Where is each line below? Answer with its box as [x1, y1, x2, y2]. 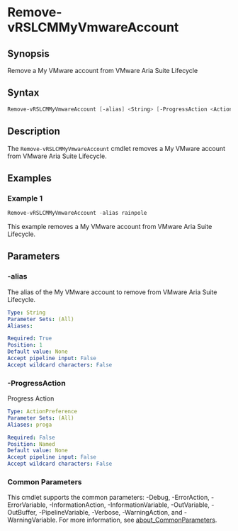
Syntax [7, 86, 40, 99]
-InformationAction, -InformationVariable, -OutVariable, [49, 501, 210, 509]
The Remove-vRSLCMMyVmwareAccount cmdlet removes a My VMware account [7, 144, 225, 152]
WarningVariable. [7, 515, 58, 525]
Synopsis [7, 47, 50, 60]
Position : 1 [7, 342, 42, 349]
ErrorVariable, [7, 501, 48, 509]
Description [7, 125, 60, 138]
